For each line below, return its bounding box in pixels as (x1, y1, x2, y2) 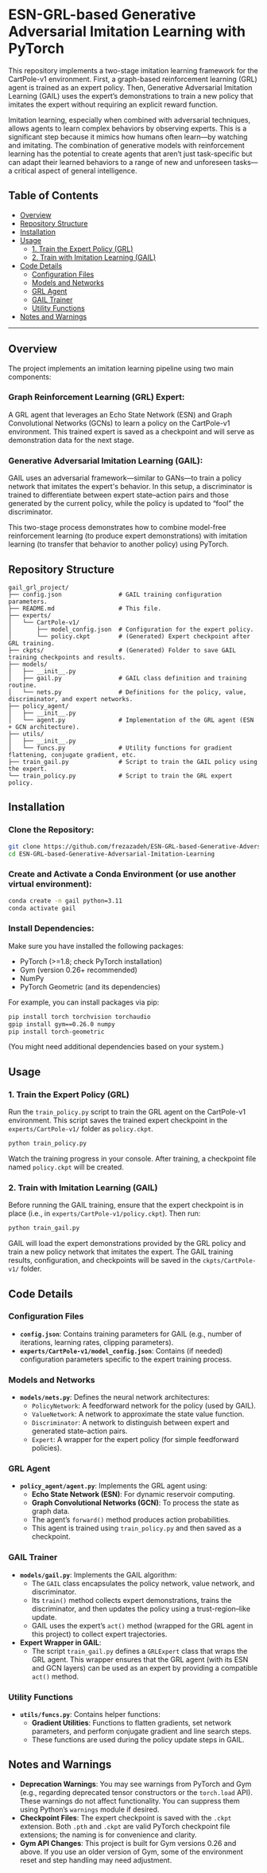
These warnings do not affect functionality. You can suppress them (19, 1796, 240, 1805)
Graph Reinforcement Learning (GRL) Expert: (8, 392, 185, 403)
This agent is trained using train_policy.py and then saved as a (31, 1523, 242, 1533)
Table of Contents (8, 189, 99, 202)
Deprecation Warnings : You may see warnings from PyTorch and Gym (19, 1779, 252, 1789)
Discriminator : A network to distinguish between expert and (31, 1418, 230, 1428)
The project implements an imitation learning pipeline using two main (8, 363, 234, 373)
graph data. (31, 1507, 70, 1516)
